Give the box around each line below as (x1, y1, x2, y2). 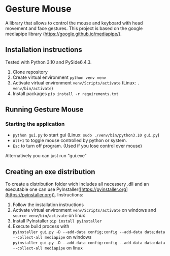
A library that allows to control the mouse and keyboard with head (5, 20, 143, 26)
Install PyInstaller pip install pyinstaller (12, 218, 103, 224)
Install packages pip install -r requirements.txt (12, 90, 119, 97)
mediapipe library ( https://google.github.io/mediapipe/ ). (5, 31, 122, 37)
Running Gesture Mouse (5, 105, 84, 114)
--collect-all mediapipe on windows (12, 234, 92, 240)
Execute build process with (12, 223, 70, 230)
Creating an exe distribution (5, 167, 95, 176)
